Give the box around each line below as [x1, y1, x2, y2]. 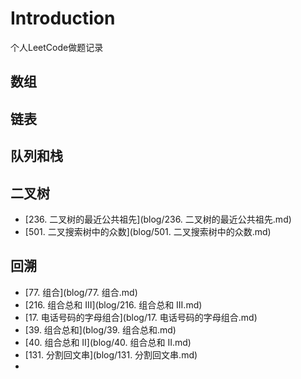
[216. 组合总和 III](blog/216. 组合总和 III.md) [24, 298, 203, 311]
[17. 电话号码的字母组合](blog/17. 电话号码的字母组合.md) [24, 311, 258, 323]
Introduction [10, 7, 116, 30]
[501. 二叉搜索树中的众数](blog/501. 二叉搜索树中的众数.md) [24, 225, 272, 237]
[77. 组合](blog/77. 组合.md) [24, 286, 138, 298]
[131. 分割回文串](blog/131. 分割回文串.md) [24, 348, 198, 361]
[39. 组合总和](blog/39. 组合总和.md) [24, 323, 177, 336]
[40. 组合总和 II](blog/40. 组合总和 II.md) [24, 336, 192, 348]
